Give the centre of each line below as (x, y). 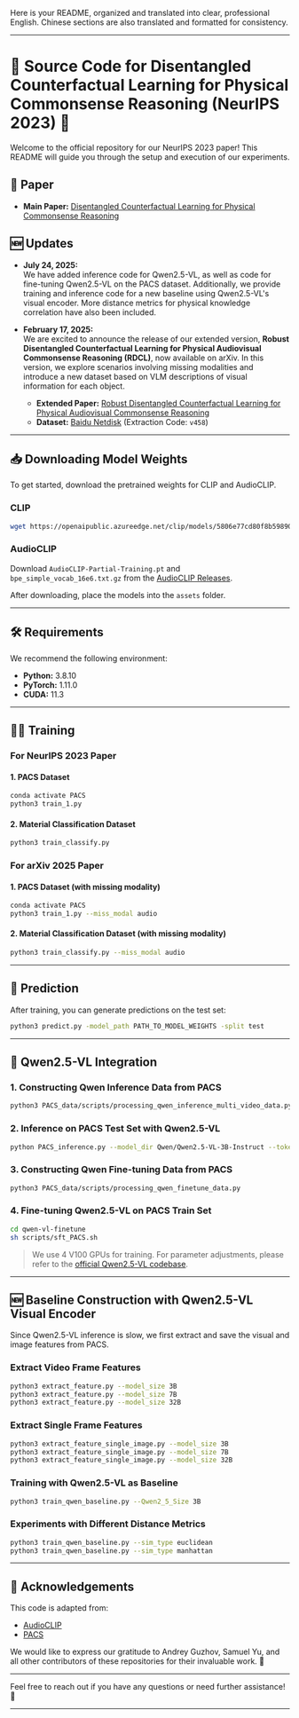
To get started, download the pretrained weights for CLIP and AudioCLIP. (143, 485)
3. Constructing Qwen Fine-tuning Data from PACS (122, 1170)
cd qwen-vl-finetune (48, 1229)
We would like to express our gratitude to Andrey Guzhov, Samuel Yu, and (145, 1652)
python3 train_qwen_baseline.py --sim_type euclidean (112, 1542)
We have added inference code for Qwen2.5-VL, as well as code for (147, 274)
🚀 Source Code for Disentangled (131, 67)
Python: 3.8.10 (50, 675)
